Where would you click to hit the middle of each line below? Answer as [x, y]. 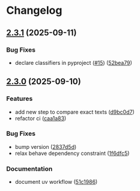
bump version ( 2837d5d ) [46, 147]
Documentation [29, 169]
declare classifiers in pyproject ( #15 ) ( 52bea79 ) [73, 62]
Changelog [34, 11]
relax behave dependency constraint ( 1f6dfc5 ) [72, 153]
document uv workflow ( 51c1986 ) [56, 182]
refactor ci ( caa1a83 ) [41, 118]
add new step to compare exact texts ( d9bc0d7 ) [75, 112]
